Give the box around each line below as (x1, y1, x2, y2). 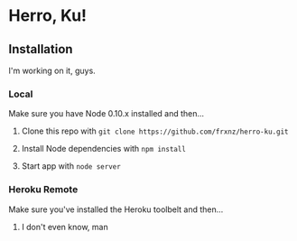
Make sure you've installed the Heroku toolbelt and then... (8, 204, 224, 215)
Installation (8, 42, 73, 57)
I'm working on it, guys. (8, 65, 96, 76)
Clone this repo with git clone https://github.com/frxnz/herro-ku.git (21, 125, 289, 136)
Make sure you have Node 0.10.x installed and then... (8, 108, 205, 119)
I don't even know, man (21, 221, 109, 232)
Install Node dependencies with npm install (21, 144, 187, 154)
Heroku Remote (8, 183, 79, 196)
